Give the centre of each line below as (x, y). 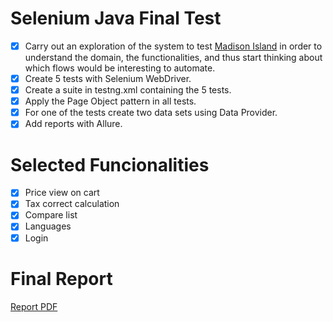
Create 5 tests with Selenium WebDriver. (108, 78)
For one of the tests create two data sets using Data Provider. (151, 113)
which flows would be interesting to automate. (120, 68)
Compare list (51, 215)
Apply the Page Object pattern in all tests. (110, 101)
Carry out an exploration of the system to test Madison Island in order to (173, 46)
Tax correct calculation (72, 204)
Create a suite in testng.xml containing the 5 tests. (128, 90)
